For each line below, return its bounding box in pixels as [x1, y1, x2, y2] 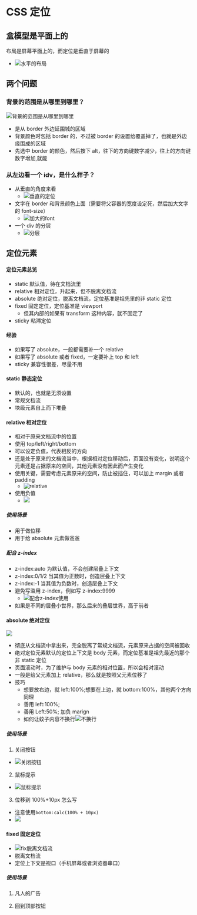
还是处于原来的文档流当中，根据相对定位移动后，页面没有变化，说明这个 [14, 455, 190, 462]
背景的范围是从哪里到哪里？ [6, 98, 85, 106]
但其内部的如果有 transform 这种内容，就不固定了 [23, 310, 143, 317]
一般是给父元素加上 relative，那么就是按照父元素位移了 [14, 672, 148, 679]
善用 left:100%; [23, 701, 60, 708]
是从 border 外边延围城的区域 [14, 125, 86, 132]
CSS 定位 [6, 5, 51, 19]
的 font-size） [14, 207, 49, 214]
